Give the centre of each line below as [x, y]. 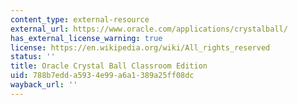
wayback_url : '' [44, 85]
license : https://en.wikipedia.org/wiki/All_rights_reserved [140, 47]
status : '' [33, 57]
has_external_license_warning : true [86, 38]
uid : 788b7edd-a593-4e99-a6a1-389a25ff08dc [102, 76]
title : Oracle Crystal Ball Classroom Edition [109, 66]
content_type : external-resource [80, 19]
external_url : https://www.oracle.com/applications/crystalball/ [149, 29]
